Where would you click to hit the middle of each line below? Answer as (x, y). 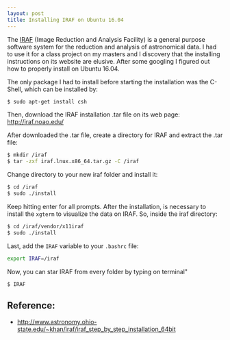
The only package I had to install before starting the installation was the (108, 82)
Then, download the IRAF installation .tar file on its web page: (93, 114)
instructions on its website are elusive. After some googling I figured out (108, 61)
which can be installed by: (61, 89)
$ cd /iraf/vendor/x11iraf (46, 226)
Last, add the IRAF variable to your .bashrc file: (73, 246)
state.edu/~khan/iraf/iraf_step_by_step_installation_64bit (96, 329)
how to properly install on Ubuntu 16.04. (63, 69)
